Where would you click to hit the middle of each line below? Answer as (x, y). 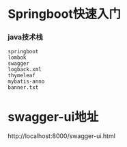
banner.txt (23, 88)
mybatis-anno (26, 82)
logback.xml (25, 70)
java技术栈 (25, 37)
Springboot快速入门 (65, 14)
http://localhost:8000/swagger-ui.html (61, 136)
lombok (17, 58)
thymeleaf (22, 76)
